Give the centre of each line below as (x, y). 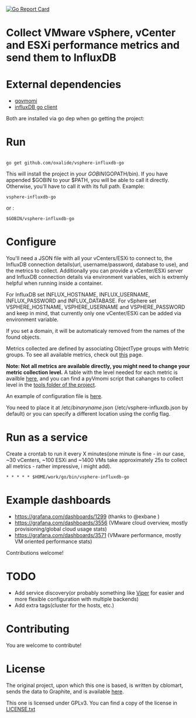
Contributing (38, 629)
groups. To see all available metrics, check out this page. (75, 355)
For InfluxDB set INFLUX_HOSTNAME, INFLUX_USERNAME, (78, 294)
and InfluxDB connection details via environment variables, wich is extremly (97, 277)
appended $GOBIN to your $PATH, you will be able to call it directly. (88, 180)
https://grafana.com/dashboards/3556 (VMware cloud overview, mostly (101, 523)
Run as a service (47, 438)
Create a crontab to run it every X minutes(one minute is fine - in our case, (96, 454)
